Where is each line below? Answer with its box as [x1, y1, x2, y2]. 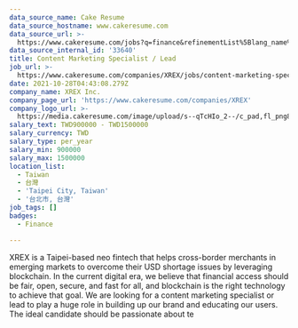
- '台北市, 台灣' [17, 195, 74, 204]
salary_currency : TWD [9, 129, 90, 138]
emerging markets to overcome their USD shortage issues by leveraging [9, 261, 273, 272]
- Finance [17, 220, 53, 228]
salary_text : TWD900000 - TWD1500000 [9, 121, 149, 130]
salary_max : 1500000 [9, 153, 86, 163]
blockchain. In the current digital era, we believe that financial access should [9, 270, 289, 281]
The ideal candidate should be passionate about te [9, 308, 195, 319]
